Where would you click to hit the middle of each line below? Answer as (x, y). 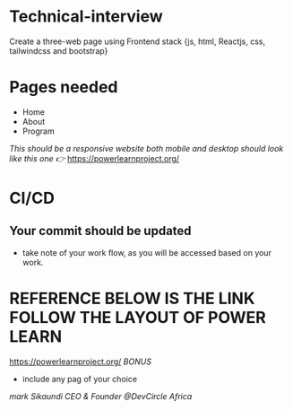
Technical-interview (86, 17)
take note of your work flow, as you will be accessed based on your (146, 252)
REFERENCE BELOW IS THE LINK (132, 299)
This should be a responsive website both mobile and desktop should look (146, 148)
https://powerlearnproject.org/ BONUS (81, 362)
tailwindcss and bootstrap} (59, 50)
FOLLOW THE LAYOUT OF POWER (138, 318)
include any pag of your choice (79, 379)
